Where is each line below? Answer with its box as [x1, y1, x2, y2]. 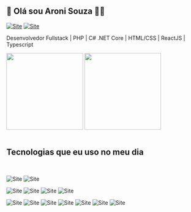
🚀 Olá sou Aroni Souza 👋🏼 [6, 6, 105, 17]
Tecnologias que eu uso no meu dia [6, 147, 144, 157]
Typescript [6, 40, 34, 48]
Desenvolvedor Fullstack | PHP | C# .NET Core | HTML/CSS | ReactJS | [6, 34, 185, 42]
